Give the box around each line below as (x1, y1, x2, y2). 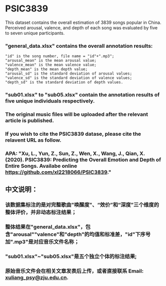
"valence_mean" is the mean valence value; (5, 63, 97, 68)
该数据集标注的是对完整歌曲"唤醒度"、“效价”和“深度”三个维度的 (5, 201, 159, 208)
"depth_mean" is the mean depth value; (5, 67, 88, 72)
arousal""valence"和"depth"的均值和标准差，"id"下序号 (13, 231, 151, 238)
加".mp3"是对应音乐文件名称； (5, 238, 80, 245)
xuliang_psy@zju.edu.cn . (5, 274, 69, 281)
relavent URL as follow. (5, 137, 62, 143)
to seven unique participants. (5, 30, 65, 36)
